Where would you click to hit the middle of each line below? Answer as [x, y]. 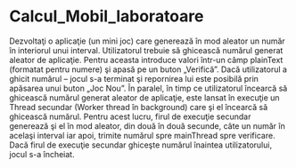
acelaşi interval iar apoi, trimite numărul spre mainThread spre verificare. [142, 135]
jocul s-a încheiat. [42, 154]
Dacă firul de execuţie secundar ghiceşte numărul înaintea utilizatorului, [141, 145]
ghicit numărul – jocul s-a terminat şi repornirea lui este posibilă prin [134, 78]
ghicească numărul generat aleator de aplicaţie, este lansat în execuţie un [144, 97]
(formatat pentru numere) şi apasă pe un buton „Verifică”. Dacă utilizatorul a [148, 69]
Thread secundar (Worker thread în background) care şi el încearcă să [139, 107]
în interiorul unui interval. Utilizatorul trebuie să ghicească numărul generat [146, 50]
